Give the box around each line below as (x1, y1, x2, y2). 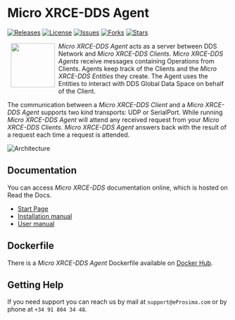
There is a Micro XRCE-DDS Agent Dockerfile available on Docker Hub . (7, 259, 213, 267)
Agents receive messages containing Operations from (58, 56, 215, 65)
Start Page (17, 204, 49, 213)
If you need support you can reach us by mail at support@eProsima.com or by (7, 297, 227, 306)
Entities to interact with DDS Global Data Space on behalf (58, 79, 224, 87)
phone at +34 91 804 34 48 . (7, 305, 87, 314)
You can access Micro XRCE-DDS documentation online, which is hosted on (7, 183, 228, 192)
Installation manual (17, 211, 72, 220)
